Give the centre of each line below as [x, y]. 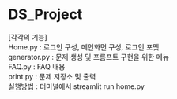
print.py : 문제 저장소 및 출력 [52, 76]
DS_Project [45, 15]
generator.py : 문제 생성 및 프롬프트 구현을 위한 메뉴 [89, 57]
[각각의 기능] [28, 37]
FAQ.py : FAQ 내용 [37, 66]
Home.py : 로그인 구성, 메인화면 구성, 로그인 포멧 [84, 47]
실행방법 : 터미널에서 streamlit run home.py [76, 86]
